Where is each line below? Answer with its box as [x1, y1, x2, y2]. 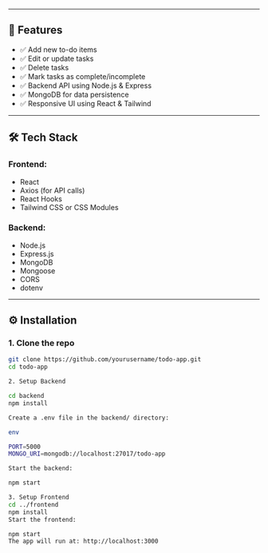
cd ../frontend [8, 500, 59, 508]
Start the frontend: [8, 515, 77, 523]
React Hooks [19, 193, 62, 204]
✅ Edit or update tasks [19, 54, 94, 63]
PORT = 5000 [8, 443, 41, 451]
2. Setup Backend [8, 377, 66, 386]
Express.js [19, 249, 54, 258]
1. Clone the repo [8, 337, 75, 348]
